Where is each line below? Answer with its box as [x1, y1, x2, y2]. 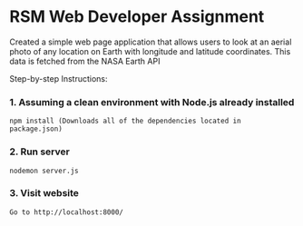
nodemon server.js [9, 166, 79, 175]
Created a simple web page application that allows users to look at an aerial [9, 36, 292, 47]
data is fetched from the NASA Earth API [9, 55, 161, 66]
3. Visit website [9, 187, 80, 200]
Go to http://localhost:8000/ [9, 207, 124, 217]
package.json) [9, 124, 64, 133]
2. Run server [9, 145, 70, 158]
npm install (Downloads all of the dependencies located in [9, 116, 242, 126]
